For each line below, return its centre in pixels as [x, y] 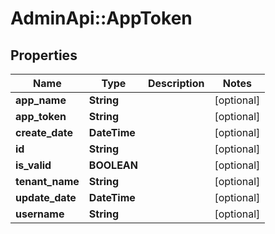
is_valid [33, 165]
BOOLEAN [113, 165]
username [40, 214]
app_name [41, 100]
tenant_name [47, 181]
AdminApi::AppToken [101, 18]
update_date [46, 197]
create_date [44, 132]
